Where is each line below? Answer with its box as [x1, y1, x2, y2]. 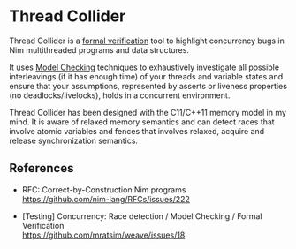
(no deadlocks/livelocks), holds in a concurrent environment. [9, 90, 231, 101]
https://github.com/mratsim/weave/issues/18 [21, 230, 186, 240]
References [9, 161, 74, 176]
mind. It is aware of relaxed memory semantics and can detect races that [9, 117, 276, 127]
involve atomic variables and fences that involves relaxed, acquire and [9, 125, 265, 136]
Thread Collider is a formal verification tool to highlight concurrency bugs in [9, 35, 285, 46]
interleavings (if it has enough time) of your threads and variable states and [9, 71, 284, 81]
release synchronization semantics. [9, 135, 139, 146]
